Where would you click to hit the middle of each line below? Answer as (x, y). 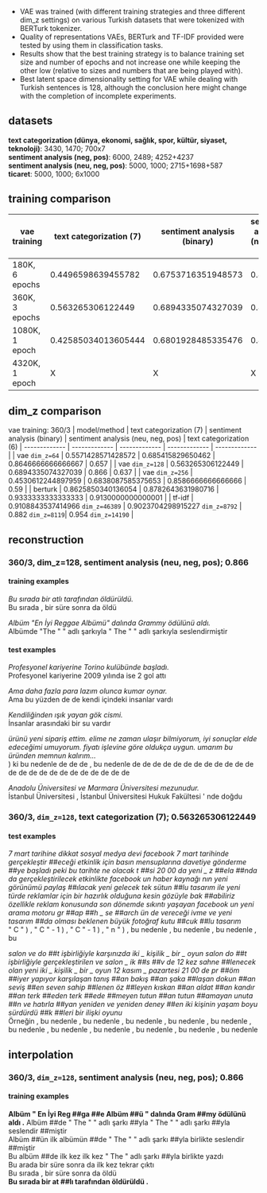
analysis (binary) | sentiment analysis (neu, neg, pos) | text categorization (129, 439)
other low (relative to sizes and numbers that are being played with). (131, 70)
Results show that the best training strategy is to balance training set (132, 54)
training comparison (60, 199)
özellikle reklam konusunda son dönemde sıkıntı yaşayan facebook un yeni (131, 904)
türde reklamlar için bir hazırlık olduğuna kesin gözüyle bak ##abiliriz (122, 896)
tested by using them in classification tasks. (91, 45)
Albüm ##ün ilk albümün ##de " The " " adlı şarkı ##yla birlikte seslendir (126, 1139)
